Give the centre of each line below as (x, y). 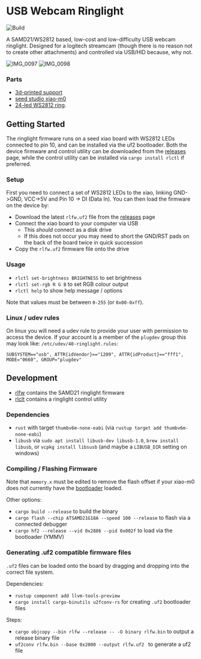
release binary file (37, 637)
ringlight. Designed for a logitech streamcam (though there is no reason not (100, 46)
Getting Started (36, 124)
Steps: (14, 619)
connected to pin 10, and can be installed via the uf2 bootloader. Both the (97, 145)
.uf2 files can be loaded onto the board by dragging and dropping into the (98, 565)
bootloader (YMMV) (40, 537)
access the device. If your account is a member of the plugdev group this (96, 337)
